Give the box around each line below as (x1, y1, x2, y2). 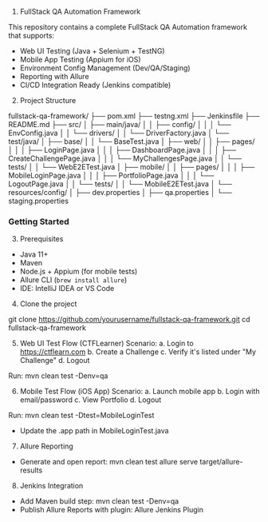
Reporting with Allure (19, 72, 89, 81)
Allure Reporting (19, 441, 73, 451)
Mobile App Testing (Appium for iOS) (19, 55, 141, 64)
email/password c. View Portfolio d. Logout (19, 395, 162, 404)
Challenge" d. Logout (19, 356, 90, 365)
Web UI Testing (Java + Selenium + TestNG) (19, 46, 165, 55)
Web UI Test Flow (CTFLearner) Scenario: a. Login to (19, 339, 194, 349)
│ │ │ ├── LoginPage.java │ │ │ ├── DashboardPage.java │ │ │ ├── (8, 145, 237, 154)
